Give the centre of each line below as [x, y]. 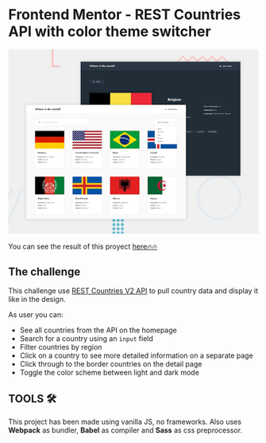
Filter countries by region [61, 347]
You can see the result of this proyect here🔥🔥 [83, 246]
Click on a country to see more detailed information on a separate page [137, 355]
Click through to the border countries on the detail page [111, 364]
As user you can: [36, 315]
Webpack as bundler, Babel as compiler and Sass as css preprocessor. [125, 430]
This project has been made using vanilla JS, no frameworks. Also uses [125, 422]
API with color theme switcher [110, 31]
